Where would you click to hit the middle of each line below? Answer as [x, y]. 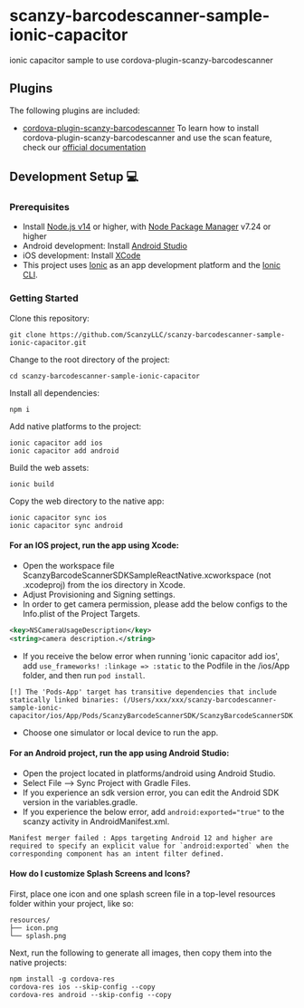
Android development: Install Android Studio [105, 246]
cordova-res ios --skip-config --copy [82, 987]
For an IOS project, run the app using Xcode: [94, 545]
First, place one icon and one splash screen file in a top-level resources [142, 894]
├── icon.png [34, 928]
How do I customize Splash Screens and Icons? [100, 874]
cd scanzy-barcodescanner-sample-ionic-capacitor [105, 376]
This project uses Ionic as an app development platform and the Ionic [152, 265]
